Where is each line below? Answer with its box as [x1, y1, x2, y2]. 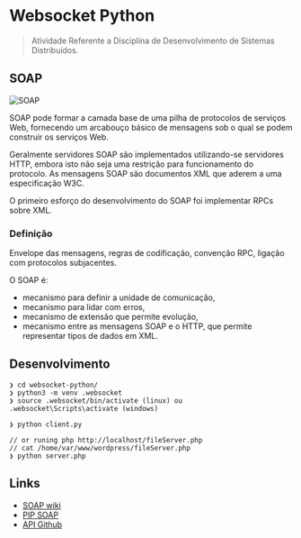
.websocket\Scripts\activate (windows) [9, 404, 159, 413]
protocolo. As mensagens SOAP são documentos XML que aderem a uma [9, 168, 282, 178]
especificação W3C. [9, 178, 85, 188]
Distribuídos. [31, 44, 79, 55]
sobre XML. [9, 205, 52, 215]
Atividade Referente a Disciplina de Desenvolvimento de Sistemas [31, 35, 276, 46]
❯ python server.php [9, 451, 87, 460]
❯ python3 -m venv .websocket [9, 388, 123, 397]
